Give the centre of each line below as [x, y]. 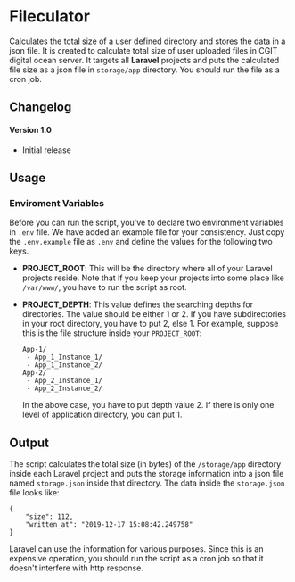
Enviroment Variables [57, 203]
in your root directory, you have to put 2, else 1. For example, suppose [150, 324]
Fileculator [50, 17]
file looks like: [34, 493]
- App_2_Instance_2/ [64, 389]
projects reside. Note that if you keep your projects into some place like [153, 278]
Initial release [46, 150]
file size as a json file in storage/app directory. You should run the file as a [145, 70]
